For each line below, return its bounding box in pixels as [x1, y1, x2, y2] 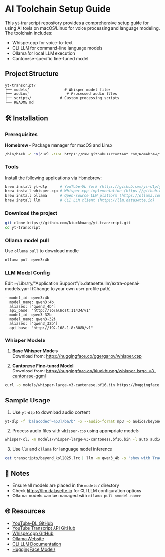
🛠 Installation [5, 114, 48, 123]
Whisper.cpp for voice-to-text [12, 39, 73, 45]
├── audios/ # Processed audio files [5, 91, 118, 96]
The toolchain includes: [5, 30, 53, 36]
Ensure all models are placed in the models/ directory [12, 482, 119, 488]
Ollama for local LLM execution [12, 50, 75, 56]
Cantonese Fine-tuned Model [12, 363, 74, 369]
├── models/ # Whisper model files [5, 87, 111, 92]
